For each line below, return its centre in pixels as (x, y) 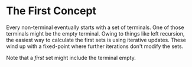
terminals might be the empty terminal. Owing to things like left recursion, (95, 33)
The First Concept (51, 11)
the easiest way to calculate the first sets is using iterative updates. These (96, 40)
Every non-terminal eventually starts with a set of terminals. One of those (95, 27)
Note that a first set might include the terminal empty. (71, 58)
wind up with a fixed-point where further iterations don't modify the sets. (95, 46)
